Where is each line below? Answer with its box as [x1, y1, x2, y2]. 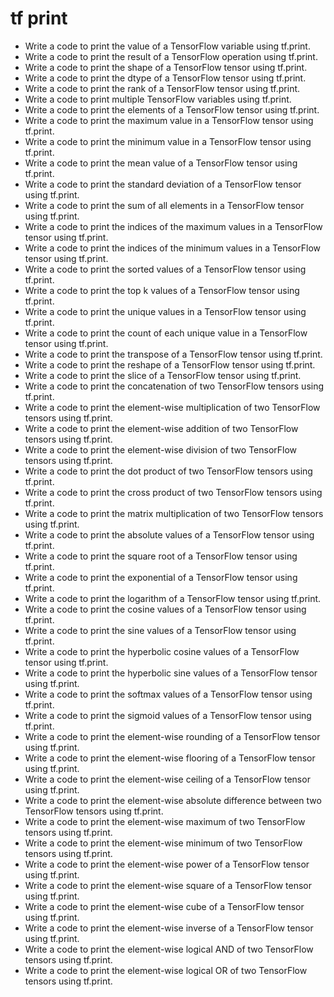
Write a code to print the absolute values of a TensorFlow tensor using [24, 528, 315, 541]
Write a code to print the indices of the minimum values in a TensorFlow [24, 242, 321, 254]
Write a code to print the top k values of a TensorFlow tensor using [24, 284, 300, 296]
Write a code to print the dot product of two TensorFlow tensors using [24, 465, 313, 477]
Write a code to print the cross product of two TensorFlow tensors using [24, 486, 323, 498]
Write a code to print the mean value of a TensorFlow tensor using [24, 157, 298, 169]
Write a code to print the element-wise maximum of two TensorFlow [24, 815, 306, 827]
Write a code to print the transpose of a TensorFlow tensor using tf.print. [24, 348, 323, 360]
